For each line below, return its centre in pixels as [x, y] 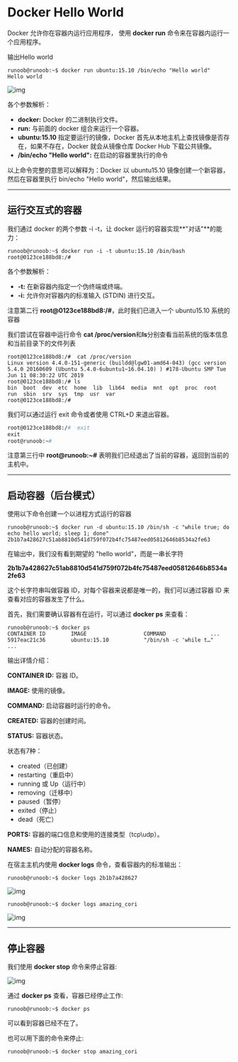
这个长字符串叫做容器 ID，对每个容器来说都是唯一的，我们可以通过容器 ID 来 [119, 590]
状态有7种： [25, 751]
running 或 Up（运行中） [53, 784]
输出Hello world [30, 57]
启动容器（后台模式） [54, 495]
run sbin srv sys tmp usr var [61, 394]
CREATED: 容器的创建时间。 [49, 721]
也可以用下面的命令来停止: [46, 1038]
